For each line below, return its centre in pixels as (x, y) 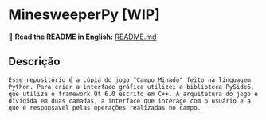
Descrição (34, 62)
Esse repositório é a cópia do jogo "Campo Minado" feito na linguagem (129, 80)
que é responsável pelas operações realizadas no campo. (105, 108)
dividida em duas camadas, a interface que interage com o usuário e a (129, 101)
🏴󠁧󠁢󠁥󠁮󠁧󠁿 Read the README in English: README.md (82, 37)
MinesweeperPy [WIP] (84, 15)
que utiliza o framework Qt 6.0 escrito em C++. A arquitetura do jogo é (133, 94)
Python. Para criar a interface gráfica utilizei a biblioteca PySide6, (131, 87)
